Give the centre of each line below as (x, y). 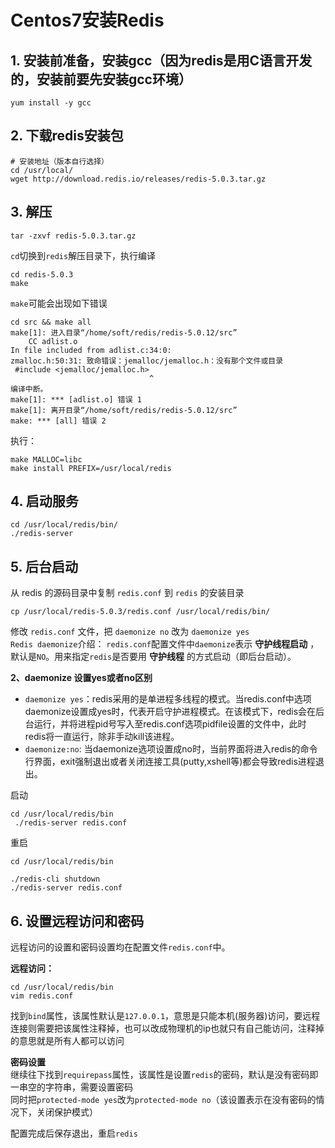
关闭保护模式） (67, 1112)
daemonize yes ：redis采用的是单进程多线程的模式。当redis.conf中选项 (168, 699)
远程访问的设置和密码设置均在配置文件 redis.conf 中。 (120, 947)
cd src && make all (51, 322)
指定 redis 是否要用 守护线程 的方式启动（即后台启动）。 (184, 657)
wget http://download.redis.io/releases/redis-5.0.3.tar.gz (138, 179)
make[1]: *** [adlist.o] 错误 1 (76, 399)
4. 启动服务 (44, 501)
